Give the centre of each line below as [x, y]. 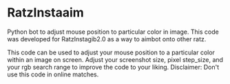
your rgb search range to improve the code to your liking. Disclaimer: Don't [113, 67]
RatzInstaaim [45, 13]
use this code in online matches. [53, 74]
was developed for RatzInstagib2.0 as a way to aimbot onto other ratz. [107, 39]
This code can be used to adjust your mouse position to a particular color [111, 52]
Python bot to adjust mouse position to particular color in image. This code [113, 32]
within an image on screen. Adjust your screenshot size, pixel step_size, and [115, 59]
